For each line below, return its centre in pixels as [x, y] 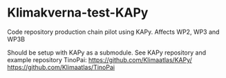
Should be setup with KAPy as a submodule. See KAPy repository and [106, 52]
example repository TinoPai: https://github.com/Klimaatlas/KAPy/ [100, 59]
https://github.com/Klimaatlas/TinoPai [61, 67]
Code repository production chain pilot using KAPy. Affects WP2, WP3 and [113, 32]
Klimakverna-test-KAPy [78, 13]
